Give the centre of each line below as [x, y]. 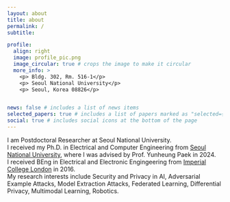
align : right [32, 51]
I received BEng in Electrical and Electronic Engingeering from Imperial [107, 162]
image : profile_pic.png [47, 58]
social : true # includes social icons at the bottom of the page [102, 121]
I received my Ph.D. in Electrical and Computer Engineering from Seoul [107, 147]
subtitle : [21, 33]
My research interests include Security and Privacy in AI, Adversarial [104, 176]
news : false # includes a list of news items [73, 108]
